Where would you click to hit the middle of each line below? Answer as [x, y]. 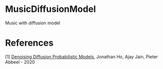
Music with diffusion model [33, 23]
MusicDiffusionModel [51, 9]
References [29, 43]
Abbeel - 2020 [20, 62]
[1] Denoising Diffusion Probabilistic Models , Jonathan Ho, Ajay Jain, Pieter [81, 57]
